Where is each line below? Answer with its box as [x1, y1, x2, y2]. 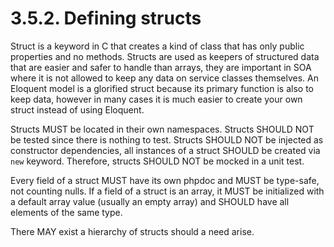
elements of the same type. [10, 206, 123, 218]
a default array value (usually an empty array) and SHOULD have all [10, 195, 290, 207]
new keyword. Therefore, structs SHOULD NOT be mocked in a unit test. [10, 155, 305, 167]
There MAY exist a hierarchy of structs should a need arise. [10, 225, 255, 237]
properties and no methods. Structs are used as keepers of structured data [10, 50, 320, 62]
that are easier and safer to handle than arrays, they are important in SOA [10, 61, 312, 73]
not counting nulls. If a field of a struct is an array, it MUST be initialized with [10, 185, 325, 197]
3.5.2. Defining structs [10, 7, 202, 30]
